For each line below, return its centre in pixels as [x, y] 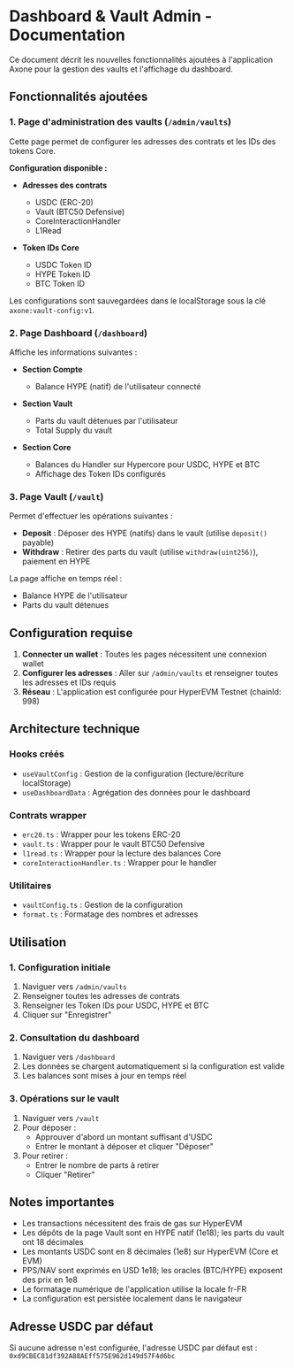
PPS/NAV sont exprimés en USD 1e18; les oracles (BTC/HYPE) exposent [152, 1271]
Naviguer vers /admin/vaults [74, 987]
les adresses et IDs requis [69, 682]
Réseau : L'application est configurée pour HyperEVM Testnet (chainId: [151, 692]
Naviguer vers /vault [60, 1118]
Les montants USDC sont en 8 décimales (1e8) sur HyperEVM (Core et [150, 1252]
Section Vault [47, 403]
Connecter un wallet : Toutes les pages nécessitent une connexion [144, 654]
